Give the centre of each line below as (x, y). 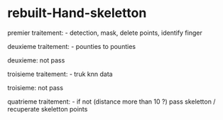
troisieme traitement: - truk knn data (60, 74)
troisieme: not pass (36, 87)
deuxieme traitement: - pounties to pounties (72, 46)
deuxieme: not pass (36, 60)
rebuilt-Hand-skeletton (77, 13)
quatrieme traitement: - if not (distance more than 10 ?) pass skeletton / (111, 102)
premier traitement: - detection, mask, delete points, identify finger (105, 33)
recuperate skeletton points (48, 109)
